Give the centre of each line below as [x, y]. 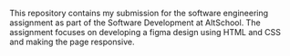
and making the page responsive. [72, 42]
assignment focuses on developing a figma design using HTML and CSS [145, 32]
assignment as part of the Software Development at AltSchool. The [135, 23]
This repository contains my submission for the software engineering [139, 13]
